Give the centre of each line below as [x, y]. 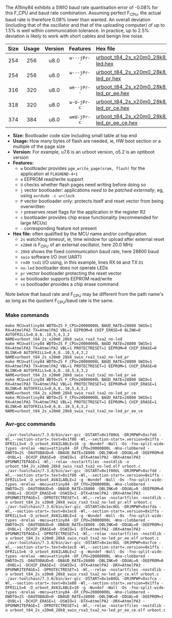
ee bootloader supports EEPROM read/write [66, 278]
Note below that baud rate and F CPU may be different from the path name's [84, 295]
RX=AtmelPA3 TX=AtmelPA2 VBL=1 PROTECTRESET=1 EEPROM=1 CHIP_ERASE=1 [81, 402]
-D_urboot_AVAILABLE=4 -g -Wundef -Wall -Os [76, 516]
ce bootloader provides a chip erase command [69, 284]
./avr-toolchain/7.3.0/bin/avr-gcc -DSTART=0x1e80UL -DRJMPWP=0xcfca [81, 578]
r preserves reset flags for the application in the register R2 [83, 212]
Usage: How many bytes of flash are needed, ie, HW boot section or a [87, 141]
